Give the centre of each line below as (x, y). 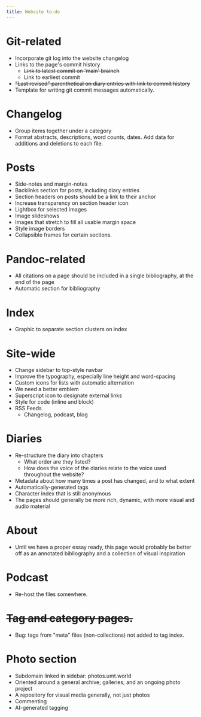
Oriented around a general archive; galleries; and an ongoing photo (98, 682)
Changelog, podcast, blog (56, 415)
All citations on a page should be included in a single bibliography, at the (104, 276)
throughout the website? (54, 474)
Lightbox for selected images (51, 210)
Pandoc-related (46, 259)
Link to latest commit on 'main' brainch (71, 71)
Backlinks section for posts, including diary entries (77, 190)
